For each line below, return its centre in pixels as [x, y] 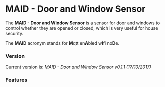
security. [14, 33]
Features [16, 80]
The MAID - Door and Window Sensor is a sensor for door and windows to [83, 23]
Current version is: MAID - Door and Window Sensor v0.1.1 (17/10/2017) [78, 67]
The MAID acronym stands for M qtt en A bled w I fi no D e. [62, 43]
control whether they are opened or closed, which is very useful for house [82, 28]
